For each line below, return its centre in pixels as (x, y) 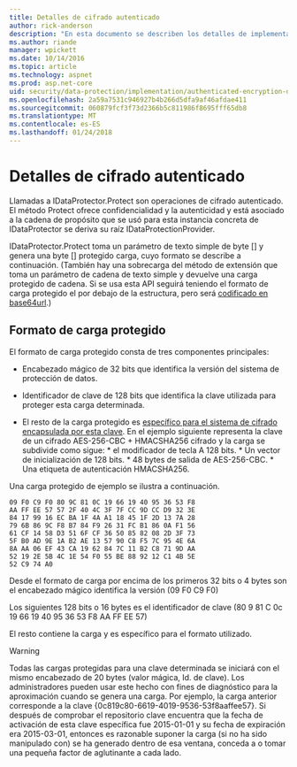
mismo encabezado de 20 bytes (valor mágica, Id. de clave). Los (127, 677)
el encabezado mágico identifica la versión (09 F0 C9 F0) (114, 590)
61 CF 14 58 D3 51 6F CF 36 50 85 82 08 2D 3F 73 (103, 533)
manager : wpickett (43, 50)
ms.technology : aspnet (51, 75)
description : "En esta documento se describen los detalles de (128, 34)
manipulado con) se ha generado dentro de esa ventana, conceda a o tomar (148, 743)
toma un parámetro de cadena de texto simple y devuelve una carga (133, 274)
